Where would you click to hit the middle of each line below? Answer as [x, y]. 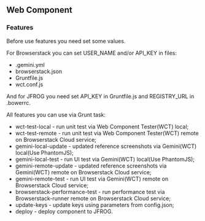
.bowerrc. [18, 103]
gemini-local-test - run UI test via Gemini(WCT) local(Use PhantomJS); [105, 159]
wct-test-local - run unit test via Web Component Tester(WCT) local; [102, 126]
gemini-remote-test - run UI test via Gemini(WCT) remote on [92, 179]
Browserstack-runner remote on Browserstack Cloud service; [93, 198]
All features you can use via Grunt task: [56, 114]
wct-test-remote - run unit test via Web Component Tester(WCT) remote [107, 133]
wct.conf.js [29, 84]
